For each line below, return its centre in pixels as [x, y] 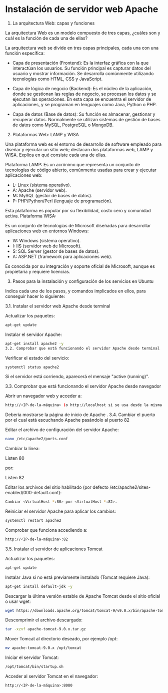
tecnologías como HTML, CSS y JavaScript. [57, 79]
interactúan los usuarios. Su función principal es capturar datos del [81, 68]
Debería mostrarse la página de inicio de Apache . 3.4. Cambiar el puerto [80, 415]
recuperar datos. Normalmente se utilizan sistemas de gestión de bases [86, 119]
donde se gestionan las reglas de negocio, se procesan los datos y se [84, 94]
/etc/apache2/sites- [130, 487]
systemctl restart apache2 [33, 521]
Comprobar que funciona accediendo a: [46, 530]
